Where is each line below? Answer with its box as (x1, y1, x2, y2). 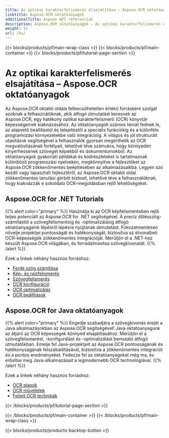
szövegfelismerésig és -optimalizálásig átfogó (33, 219, 129, 225)
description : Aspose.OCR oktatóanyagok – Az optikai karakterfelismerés (5, 21, 161, 27)
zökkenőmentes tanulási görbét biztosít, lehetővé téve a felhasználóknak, (5, 174, 157, 181)
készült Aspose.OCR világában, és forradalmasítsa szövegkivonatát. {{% (5, 240, 155, 246)
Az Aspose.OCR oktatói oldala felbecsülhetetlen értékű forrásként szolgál (5, 105, 157, 111)
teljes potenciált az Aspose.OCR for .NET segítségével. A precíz (5, 213, 137, 219)
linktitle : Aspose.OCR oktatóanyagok (5, 12, 84, 17)
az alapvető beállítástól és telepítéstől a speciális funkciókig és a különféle (5, 127, 159, 133)
